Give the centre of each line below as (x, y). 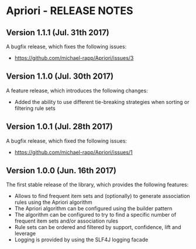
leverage (25, 234)
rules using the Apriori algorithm (53, 202)
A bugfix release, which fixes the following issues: (66, 46)
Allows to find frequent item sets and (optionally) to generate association (102, 196)
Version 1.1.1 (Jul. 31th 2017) (58, 33)
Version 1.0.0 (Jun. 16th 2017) (61, 171)
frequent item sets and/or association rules (66, 221)
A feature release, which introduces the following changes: (77, 90)
